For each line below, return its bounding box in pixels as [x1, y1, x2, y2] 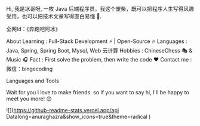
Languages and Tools [6, 77, 60, 84]
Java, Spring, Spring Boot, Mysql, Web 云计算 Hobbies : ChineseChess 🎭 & [6, 47, 193, 54]
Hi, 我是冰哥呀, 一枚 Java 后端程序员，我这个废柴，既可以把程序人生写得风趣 [6, 5, 194, 12]
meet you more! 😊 [6, 95, 52, 102]
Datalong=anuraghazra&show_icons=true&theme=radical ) [6, 113, 151, 120]
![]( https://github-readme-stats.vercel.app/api [6, 107, 119, 113]
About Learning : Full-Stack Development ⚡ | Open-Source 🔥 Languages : [6, 38, 187, 45]
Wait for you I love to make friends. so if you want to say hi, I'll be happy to [6, 89, 189, 96]
